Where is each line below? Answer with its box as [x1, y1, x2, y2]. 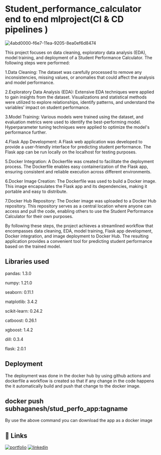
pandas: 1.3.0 [5, 270, 31, 276]
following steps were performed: [5, 60, 70, 66]
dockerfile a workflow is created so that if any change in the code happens [5, 378, 154, 384]
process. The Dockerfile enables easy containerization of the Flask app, [5, 164, 148, 169]
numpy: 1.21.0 [5, 280, 32, 286]
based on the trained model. [5, 243, 61, 249]
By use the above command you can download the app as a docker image [5, 418, 153, 423]
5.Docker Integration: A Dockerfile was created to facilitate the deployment [5, 158, 154, 164]
